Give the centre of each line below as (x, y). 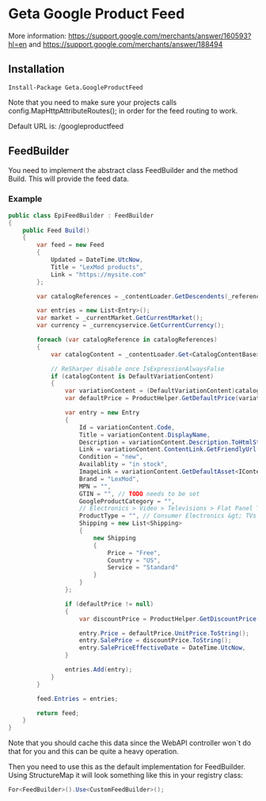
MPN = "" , (95, 486)
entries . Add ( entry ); (99, 670)
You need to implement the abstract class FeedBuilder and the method (123, 170)
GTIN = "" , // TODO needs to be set (139, 494)
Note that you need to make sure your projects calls (93, 102)
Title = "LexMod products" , (97, 267)
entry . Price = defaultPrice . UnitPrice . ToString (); (164, 633)
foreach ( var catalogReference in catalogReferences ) (127, 340)
